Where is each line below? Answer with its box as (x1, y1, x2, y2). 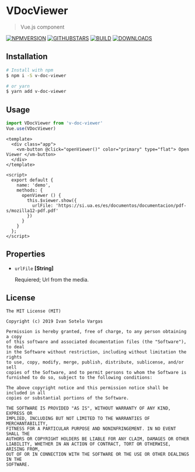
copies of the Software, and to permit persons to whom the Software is (6, 370, 187, 376)
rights (6, 355, 22, 360)
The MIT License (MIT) (6, 308, 61, 314)
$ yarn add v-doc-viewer (6, 89, 67, 95)
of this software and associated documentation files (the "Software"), (6, 339, 187, 345)
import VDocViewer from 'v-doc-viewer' (6, 120, 103, 126)
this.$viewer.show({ (27, 197, 77, 203)
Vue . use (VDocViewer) (6, 126, 57, 131)
